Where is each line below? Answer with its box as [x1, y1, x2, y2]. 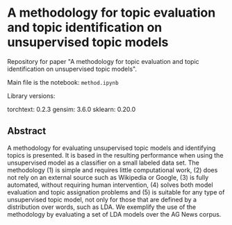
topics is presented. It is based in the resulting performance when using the [7, 151, 224, 159]
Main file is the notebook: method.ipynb [7, 78, 119, 86]
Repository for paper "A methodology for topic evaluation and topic [7, 57, 199, 65]
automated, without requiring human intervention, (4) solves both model [7, 181, 213, 189]
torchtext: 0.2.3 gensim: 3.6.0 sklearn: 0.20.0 [7, 105, 136, 113]
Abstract [7, 125, 47, 137]
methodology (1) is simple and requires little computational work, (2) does [7, 165, 218, 174]
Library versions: [7, 92, 56, 100]
